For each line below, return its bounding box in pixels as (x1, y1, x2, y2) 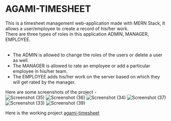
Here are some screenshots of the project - (5, 89, 97, 95)
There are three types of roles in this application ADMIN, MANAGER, (5, 31, 149, 37)
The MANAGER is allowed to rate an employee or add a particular (12, 63, 151, 69)
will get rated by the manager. (12, 79, 76, 85)
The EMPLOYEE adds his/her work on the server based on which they (12, 73, 160, 79)
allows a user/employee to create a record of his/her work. (5, 25, 129, 31)
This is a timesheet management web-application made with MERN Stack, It (5, 20, 165, 26)
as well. (12, 57, 29, 63)
